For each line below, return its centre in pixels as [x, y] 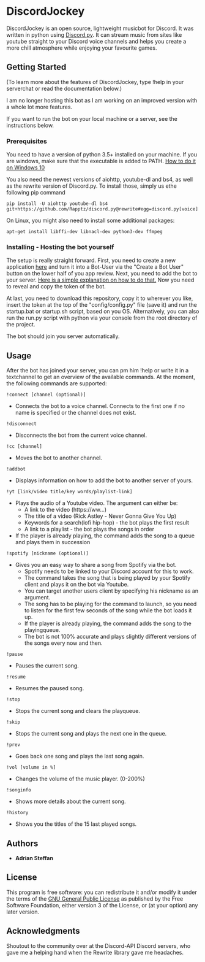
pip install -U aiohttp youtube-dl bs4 [57, 204]
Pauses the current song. [47, 666]
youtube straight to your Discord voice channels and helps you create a [96, 41]
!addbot [16, 469]
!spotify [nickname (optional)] [47, 553]
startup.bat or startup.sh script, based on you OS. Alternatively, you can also [103, 312]
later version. [23, 912]
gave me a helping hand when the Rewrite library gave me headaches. [95, 952]
